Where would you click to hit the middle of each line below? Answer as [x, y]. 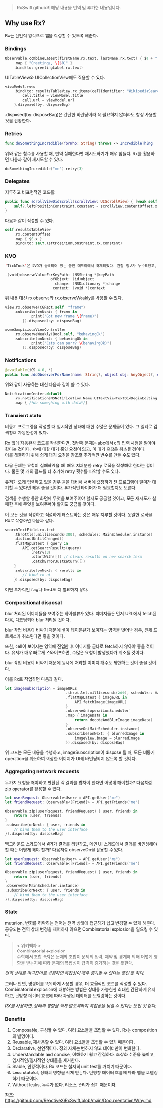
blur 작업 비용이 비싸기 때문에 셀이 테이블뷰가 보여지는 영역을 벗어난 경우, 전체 [79, 630]
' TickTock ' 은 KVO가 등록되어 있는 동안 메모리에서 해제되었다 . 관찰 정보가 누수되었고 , [81, 266]
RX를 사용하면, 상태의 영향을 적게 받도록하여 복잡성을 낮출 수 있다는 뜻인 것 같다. [81, 1006]
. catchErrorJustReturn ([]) [58, 562]
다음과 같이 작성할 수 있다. [30, 221]
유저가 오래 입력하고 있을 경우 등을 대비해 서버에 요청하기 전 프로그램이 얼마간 [78, 482]
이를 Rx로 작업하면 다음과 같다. [34, 679]
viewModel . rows [20, 87]
